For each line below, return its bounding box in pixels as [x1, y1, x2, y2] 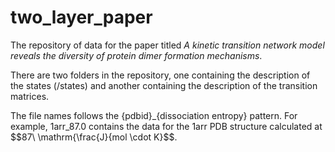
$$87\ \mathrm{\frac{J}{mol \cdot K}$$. [10, 131, 178, 143]
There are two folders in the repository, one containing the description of [10, 69, 311, 81]
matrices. [10, 90, 50, 102]
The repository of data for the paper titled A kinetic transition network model [10, 39, 325, 51]
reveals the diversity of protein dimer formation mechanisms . [10, 49, 263, 61]
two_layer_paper [10, 6, 153, 29]
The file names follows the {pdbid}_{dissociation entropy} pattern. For [10, 109, 298, 121]
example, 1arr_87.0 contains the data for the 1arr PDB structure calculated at [10, 120, 323, 132]
